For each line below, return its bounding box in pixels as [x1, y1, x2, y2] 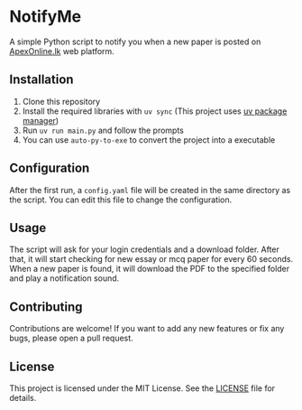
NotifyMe [9, 6, 82, 27]
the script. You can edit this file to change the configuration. [9, 194, 233, 205]
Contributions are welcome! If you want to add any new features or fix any [9, 323, 285, 334]
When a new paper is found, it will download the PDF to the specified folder [9, 264, 290, 275]
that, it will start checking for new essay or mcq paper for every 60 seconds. [9, 254, 294, 265]
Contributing [9, 299, 83, 314]
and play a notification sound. [9, 273, 120, 284]
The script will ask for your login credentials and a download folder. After [9, 244, 279, 255]
